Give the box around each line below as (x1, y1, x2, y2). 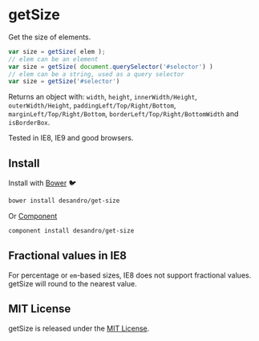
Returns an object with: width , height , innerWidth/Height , (8, 92, 198, 102)
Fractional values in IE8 (8, 249, 127, 262)
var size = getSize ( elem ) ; (8, 47, 106, 55)
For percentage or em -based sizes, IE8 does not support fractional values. (8, 270, 252, 280)
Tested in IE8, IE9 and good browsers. (8, 133, 134, 143)
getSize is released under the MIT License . (8, 323, 150, 333)
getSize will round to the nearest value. (8, 278, 138, 288)
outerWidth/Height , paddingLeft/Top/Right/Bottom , (8, 100, 176, 110)
